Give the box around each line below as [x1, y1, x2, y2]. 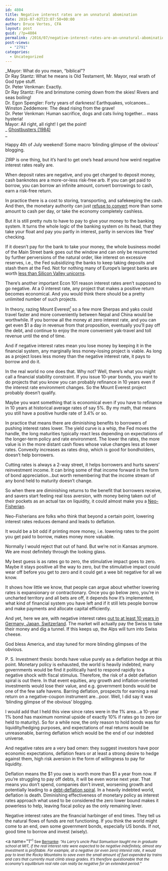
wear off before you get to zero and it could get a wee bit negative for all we [5, 569, 162, 575]
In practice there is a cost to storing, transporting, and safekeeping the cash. [5, 198, 163, 204]
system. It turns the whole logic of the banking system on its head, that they [5, 223, 161, 229]
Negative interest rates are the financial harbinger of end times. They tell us [5, 813, 161, 819]
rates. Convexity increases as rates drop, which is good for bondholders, [5, 447, 155, 453]
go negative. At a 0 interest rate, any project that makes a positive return [5, 285, 154, 292]
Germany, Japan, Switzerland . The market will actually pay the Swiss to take [5, 621, 162, 627]
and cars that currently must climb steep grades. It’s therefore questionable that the [5, 857, 150, 862]
